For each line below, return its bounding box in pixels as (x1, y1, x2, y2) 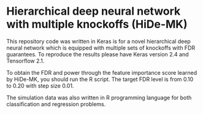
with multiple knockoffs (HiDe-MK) (6, 17, 188, 31)
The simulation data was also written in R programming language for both (6, 94, 192, 101)
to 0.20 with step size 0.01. (6, 82, 74, 89)
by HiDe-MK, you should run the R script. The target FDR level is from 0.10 (6, 75, 194, 83)
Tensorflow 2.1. (6, 57, 45, 64)
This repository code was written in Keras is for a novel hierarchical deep (6, 37, 191, 45)
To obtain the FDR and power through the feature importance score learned (6, 69, 197, 76)
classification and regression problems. (6, 100, 106, 108)
